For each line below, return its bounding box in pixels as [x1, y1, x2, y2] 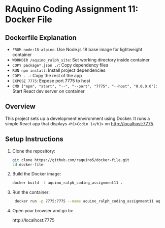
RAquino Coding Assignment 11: [5, 3, 139, 15]
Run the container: [12, 189, 50, 195]
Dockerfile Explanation [5, 33, 77, 42]
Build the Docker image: [12, 171, 62, 177]
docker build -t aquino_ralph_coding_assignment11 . [12, 180, 123, 185]
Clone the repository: [12, 148, 56, 154]
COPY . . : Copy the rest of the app [12, 73, 82, 78]
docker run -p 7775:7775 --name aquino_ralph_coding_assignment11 [14, 199, 154, 204]
